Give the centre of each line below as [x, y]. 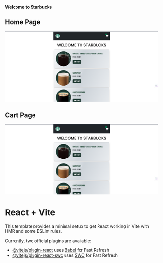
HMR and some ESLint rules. [33, 231]
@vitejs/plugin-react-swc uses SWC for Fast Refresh [65, 255]
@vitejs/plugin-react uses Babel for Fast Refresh [61, 250]
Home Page [23, 22]
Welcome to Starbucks [29, 7]
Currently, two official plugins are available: [48, 241]
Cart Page [20, 115]
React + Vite [30, 212]
